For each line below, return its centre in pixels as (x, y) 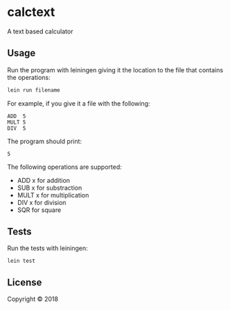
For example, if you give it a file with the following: (79, 103)
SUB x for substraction (50, 188)
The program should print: (44, 141)
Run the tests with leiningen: (47, 248)
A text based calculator (40, 31)
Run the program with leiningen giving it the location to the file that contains (115, 70)
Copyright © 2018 (33, 299)
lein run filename (34, 90)
